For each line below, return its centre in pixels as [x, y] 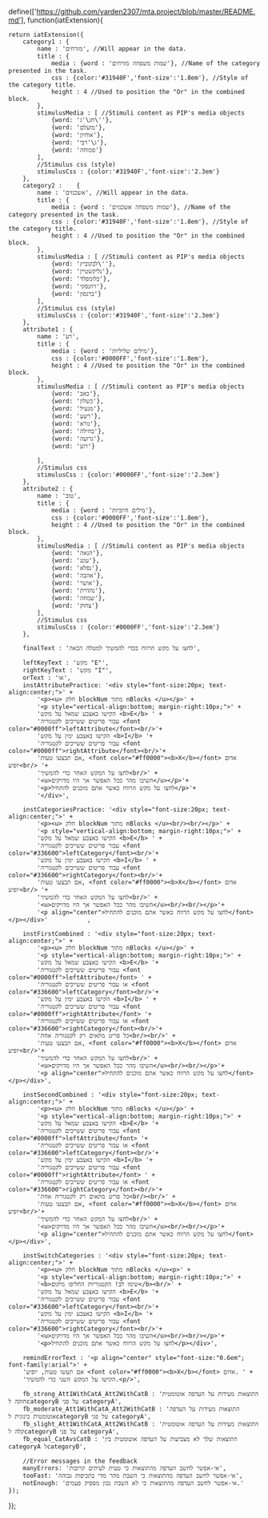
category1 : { [46, 42]
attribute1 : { [48, 330]
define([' [23, 12]
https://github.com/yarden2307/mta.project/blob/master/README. [146, 12]
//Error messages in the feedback [80, 1461]
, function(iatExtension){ [64, 20]
